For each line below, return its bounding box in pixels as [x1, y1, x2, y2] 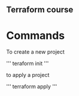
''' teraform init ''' [6, 60, 49, 67]
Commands [6, 29, 65, 42]
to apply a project [6, 72, 50, 79]
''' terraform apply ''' [6, 83, 57, 90]
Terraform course [6, 5, 74, 15]
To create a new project [6, 48, 65, 55]
